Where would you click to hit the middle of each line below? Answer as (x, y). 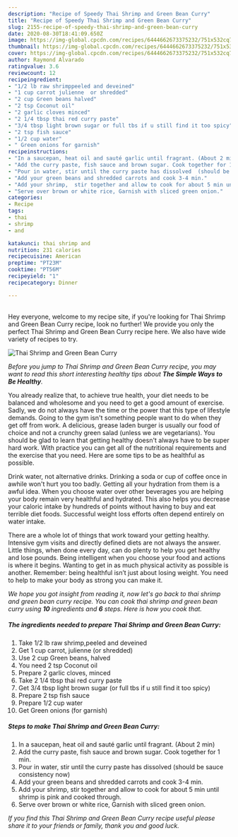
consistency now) (44, 774)
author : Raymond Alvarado (46, 60)
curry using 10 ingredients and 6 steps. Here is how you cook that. (105, 609)
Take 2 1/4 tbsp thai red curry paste (70, 680)
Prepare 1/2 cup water (50, 703)
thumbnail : (24, 47)
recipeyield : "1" (34, 276)
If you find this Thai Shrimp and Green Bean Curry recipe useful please (112, 818)
